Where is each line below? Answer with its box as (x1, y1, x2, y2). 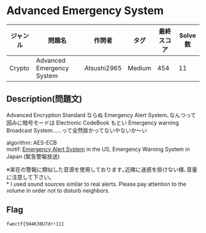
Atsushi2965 (84, 64, 122, 72)
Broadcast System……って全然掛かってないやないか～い (6, 126, 147, 134)
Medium (128, 64, 151, 72)
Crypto (9, 64, 29, 72)
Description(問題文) (6, 94, 83, 104)
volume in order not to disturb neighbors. (6, 186, 110, 194)
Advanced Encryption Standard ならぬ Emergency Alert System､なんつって (6, 111, 196, 118)
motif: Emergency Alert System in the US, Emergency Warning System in (6, 145, 190, 153)
